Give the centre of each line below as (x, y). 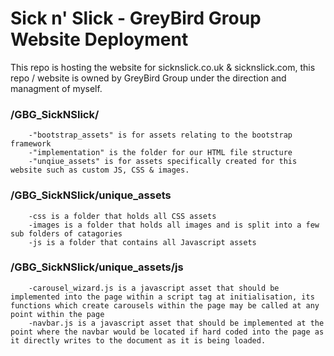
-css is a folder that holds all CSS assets (122, 216)
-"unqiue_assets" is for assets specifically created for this (163, 162)
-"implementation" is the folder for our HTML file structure (160, 153)
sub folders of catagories (66, 233)
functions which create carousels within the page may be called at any (165, 305)
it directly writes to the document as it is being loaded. (138, 340)
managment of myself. (56, 88)
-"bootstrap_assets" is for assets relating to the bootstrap (160, 135)
